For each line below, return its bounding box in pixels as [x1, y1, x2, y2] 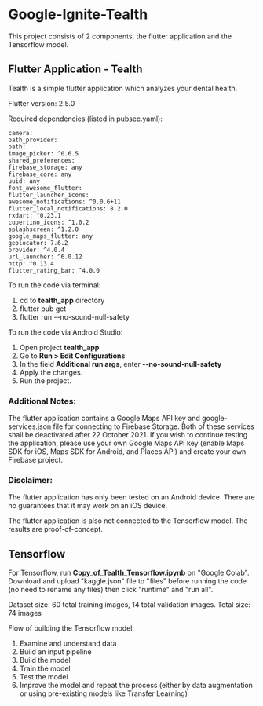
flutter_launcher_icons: [8, 191, 89, 199]
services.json [8, 422, 52, 431]
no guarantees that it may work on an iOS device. [8, 501, 168, 510]
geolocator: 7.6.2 [8, 239, 68, 247]
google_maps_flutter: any [8, 232, 93, 240]
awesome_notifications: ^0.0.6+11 [8, 198, 122, 206]
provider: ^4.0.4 [8, 246, 65, 254]
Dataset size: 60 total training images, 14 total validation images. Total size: [8, 600, 251, 609]
